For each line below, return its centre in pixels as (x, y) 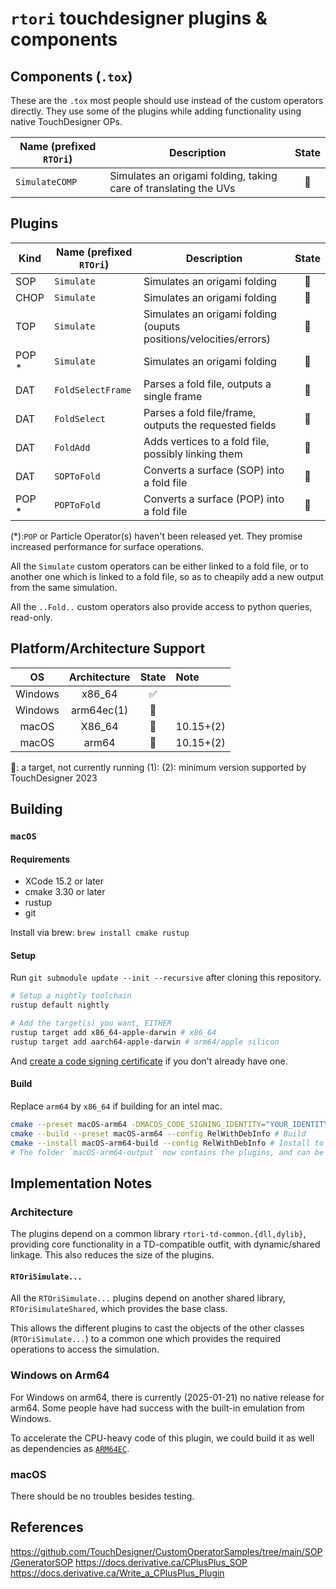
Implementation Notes (81, 1183)
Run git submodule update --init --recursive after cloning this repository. (166, 978)
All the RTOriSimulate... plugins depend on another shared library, (148, 1298)
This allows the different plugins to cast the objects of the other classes (157, 1328)
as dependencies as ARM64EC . (70, 1448)
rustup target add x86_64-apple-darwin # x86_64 (113, 1032)
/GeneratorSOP (41, 1562)
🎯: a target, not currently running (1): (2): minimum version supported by (158, 767)
